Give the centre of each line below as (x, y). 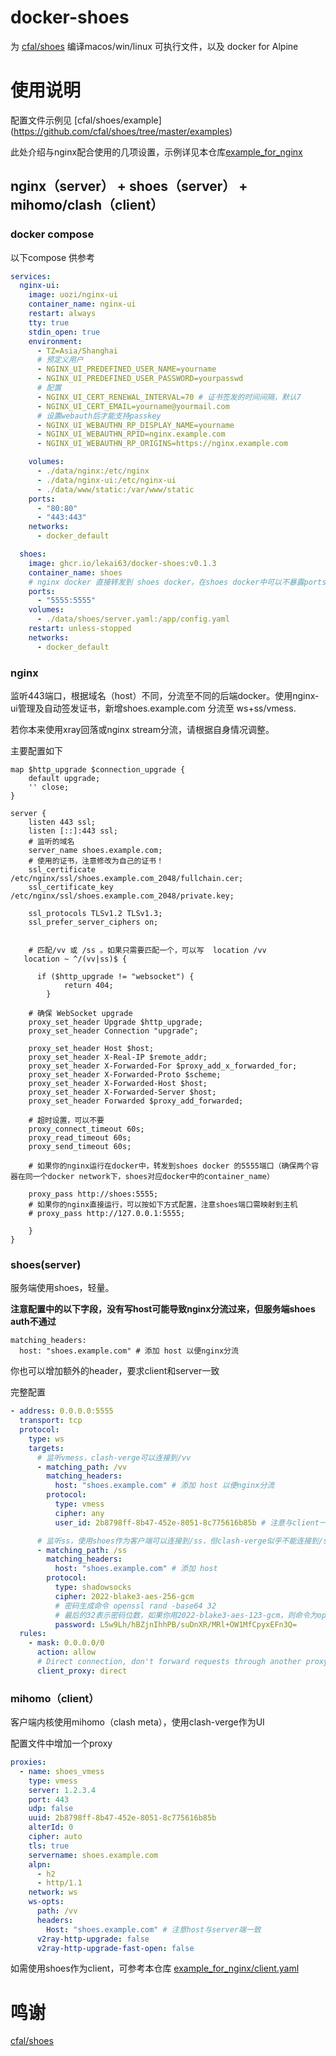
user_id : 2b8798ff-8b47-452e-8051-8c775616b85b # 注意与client (187, 1522)
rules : (33, 1634)
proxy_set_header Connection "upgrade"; (113, 1031)
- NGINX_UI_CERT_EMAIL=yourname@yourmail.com (133, 406)
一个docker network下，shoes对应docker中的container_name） (153, 1176)
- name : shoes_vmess (62, 1771)
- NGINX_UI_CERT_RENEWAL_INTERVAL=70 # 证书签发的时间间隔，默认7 (169, 397)
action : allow (66, 1652)
